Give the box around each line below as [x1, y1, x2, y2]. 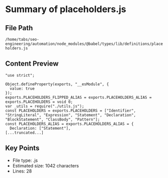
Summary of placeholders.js [5, 4, 127, 15]
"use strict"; [5, 73, 35, 78]
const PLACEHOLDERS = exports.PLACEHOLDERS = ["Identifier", [5, 108, 136, 113]
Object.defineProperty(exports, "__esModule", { [5, 82, 109, 87]
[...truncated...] [5, 130, 44, 135]
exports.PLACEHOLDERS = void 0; [5, 99, 73, 104]
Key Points [5, 144, 40, 152]
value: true [10, 86, 35, 91]
